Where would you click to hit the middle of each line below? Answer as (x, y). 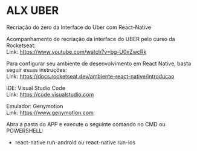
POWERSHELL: (25, 130)
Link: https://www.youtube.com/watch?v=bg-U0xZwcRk (76, 51)
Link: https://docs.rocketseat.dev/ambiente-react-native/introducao (90, 76)
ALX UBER (33, 11)
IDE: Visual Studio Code (36, 88)
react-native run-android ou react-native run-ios (75, 142)
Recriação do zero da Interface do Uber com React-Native (79, 27)
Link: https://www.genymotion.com (50, 112)
